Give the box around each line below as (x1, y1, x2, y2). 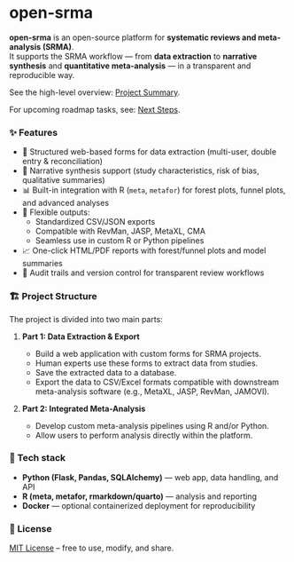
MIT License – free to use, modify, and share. (9, 542, 174, 553)
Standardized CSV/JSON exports (35, 217, 156, 227)
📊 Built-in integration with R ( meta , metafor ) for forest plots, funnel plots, (21, 185, 286, 195)
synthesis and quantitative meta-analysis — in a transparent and (9, 60, 251, 71)
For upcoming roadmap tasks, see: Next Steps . (9, 104, 181, 115)
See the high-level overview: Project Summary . (9, 87, 181, 98)
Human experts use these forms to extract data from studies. (35, 358, 259, 368)
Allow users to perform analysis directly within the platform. (35, 430, 253, 440)
